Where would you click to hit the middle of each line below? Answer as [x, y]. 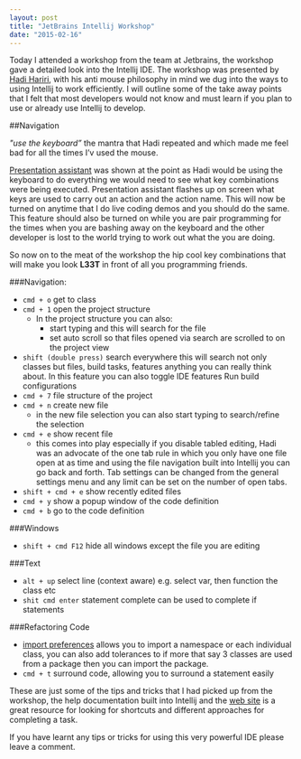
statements [43, 610]
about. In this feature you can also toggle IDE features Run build [141, 377]
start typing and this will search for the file [128, 328]
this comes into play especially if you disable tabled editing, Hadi [156, 444]
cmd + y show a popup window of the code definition [120, 501]
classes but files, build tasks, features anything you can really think [147, 367]
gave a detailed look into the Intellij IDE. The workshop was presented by [144, 70]
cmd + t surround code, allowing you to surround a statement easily [148, 673]
